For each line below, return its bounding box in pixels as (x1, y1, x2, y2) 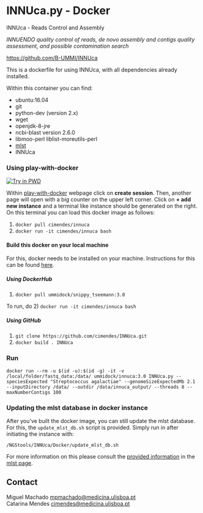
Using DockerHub (6, 275, 53, 283)
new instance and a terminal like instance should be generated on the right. (6, 203, 197, 210)
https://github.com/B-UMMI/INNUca (6, 54, 98, 61)
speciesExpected (6, 378, 48, 384)
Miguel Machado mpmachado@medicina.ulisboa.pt (6, 493, 136, 501)
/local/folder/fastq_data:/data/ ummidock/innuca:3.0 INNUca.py (6, 373, 174, 380)
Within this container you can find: (6, 84, 93, 92)
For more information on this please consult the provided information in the (6, 452, 196, 460)
